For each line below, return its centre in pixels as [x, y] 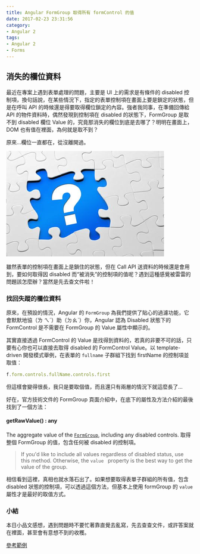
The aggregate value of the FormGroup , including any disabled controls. [93, 435]
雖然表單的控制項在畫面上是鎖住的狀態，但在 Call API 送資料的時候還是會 [96, 267]
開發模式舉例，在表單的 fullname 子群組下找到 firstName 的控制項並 [106, 355]
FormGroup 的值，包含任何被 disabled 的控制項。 [78, 442]
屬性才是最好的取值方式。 [37, 494]
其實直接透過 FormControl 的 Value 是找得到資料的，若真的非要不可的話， [96, 340]
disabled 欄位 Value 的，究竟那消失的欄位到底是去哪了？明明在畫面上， [105, 122]
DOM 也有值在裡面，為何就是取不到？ [52, 129]
